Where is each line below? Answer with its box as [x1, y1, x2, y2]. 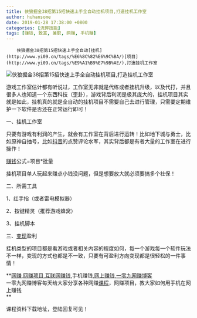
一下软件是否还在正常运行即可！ [11, 106, 89, 113]
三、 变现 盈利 [6, 232, 37, 239]
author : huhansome [6, 14, 51, 20]
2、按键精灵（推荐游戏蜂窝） [6, 208, 76, 215]
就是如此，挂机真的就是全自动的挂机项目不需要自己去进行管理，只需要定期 [6, 98, 186, 106]
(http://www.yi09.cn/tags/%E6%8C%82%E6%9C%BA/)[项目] [6, 54, 139, 60]
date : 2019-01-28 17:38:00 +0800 [6, 19, 88, 25]
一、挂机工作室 [6, 118, 42, 125]
